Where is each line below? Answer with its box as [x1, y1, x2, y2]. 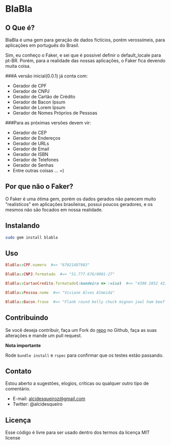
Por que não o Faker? [5, 182, 74, 191]
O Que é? [5, 23, 35, 32]
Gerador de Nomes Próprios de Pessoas [12, 110, 98, 116]
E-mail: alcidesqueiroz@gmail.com [12, 396, 85, 402]
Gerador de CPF [12, 83, 47, 89]
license [5, 435, 20, 441]
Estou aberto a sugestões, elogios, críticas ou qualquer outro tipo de [5, 380, 149, 386]
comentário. [5, 386, 31, 392]
